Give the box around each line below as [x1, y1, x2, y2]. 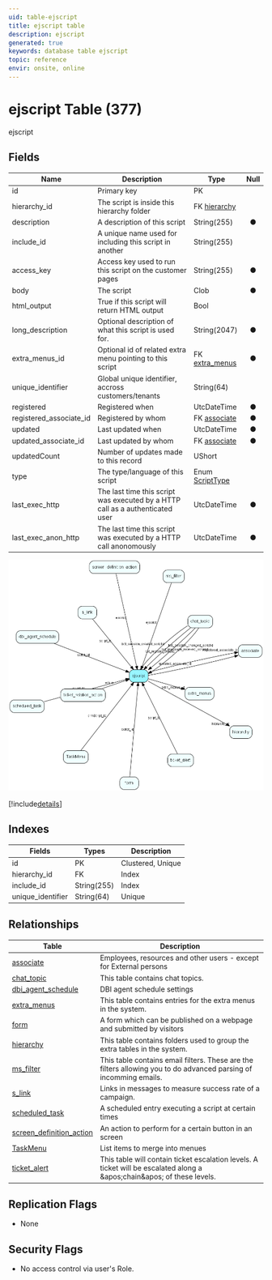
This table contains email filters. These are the [100, 1055, 253, 1065]
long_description [11, 325, 68, 335]
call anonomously [97, 541, 156, 551]
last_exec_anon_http [11, 532, 79, 542]
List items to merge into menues [100, 1143, 206, 1153]
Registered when [97, 402, 154, 412]
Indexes [8, 822, 50, 836]
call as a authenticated [97, 504, 172, 514]
